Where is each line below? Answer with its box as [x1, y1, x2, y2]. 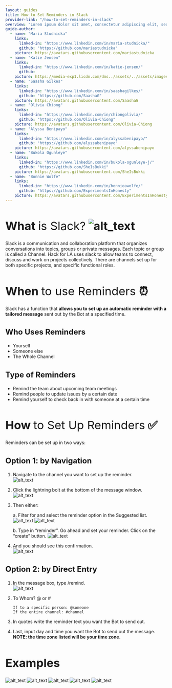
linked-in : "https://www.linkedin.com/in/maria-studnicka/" [18, 41, 150, 46]
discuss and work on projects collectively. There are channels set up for [5, 257, 157, 263]
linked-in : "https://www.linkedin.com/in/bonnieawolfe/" [18, 184, 143, 189]
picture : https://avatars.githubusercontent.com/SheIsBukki [14, 169, 145, 174]
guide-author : [5, 27, 36, 32]
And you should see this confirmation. [12, 543, 93, 549]
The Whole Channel [12, 353, 55, 360]
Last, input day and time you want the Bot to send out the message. [12, 629, 156, 635]
